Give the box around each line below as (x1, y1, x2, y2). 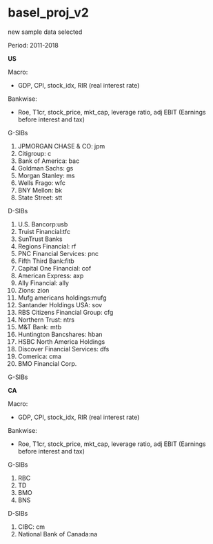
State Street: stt (17, 193, 63, 202)
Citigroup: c (17, 149, 52, 157)
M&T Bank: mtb (17, 322, 62, 331)
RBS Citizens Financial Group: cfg (17, 308, 114, 316)
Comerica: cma (17, 352, 61, 360)
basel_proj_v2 (8, 5, 89, 21)
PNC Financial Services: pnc (17, 249, 99, 258)
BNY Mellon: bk (17, 186, 63, 194)
